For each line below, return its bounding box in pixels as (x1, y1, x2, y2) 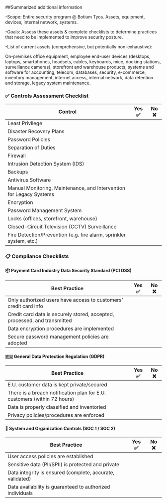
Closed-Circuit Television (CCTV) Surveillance (7, 223, 117, 230)
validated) (7, 475, 31, 482)
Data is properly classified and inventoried (7, 403, 106, 410)
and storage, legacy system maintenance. (5, 80, 91, 86)
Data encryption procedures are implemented (7, 325, 114, 332)
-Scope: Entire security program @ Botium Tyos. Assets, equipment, (5, 14, 145, 19)
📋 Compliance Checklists (5, 253, 69, 260)
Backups (7, 168, 28, 175)
